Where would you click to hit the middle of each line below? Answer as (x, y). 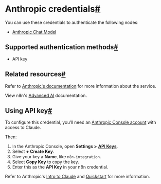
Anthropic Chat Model (34, 32)
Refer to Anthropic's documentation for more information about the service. (81, 86)
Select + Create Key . (33, 151)
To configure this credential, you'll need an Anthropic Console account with (81, 122)
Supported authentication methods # (62, 47)
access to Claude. (23, 128)
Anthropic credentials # (53, 9)
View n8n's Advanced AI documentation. (46, 95)
